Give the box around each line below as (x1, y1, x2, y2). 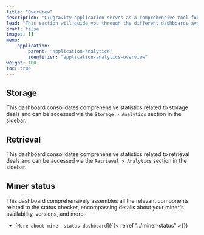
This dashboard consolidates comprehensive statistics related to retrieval (6, 151, 190, 158)
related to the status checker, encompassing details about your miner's (6, 203, 184, 211)
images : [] (6, 32, 34, 38)
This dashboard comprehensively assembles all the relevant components (6, 197, 189, 204)
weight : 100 (6, 60, 36, 66)
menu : (6, 37, 20, 43)
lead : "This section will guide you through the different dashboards (6, 20, 189, 26)
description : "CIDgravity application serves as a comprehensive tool (6, 15, 189, 21)
